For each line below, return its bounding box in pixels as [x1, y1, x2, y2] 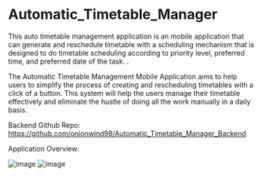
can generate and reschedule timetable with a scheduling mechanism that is [8, 39, 255, 49]
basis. [8, 104, 27, 115]
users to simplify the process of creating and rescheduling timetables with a [8, 80, 253, 90]
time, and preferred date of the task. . [8, 57, 129, 66]
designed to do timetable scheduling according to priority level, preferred [8, 48, 246, 57]
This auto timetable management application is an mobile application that [8, 31, 245, 41]
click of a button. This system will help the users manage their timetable [8, 88, 241, 97]
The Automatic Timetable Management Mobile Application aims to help [8, 71, 238, 81]
